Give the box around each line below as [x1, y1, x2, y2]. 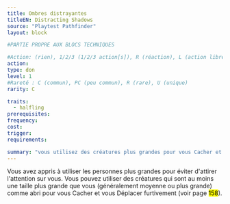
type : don [7, 66, 36, 73]
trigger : [7, 129, 32, 137]
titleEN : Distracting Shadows [7, 16, 94, 23]
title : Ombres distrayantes [7, 10, 88, 17]
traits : [7, 98, 29, 105]
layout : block [7, 29, 48, 36]
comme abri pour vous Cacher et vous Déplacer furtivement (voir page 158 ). [7, 189, 222, 197]
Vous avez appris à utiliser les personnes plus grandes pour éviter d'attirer [7, 167, 217, 175]
